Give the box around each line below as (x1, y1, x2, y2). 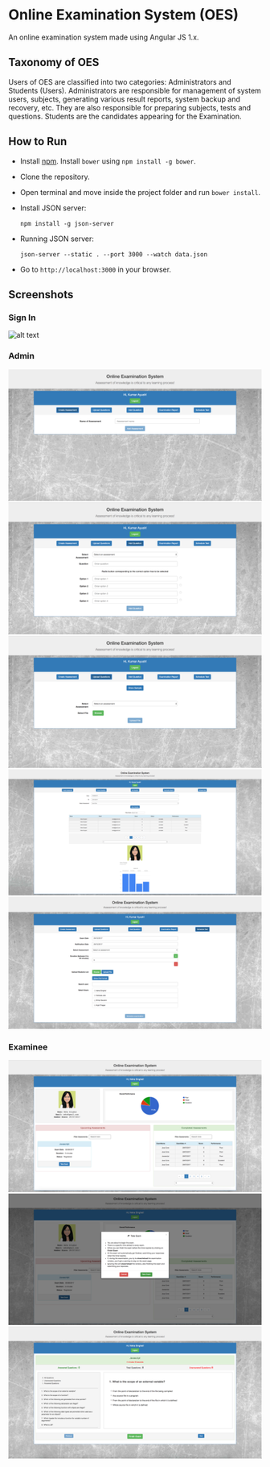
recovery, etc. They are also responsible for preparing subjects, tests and (8, 102, 252, 112)
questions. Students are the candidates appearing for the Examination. (8, 111, 243, 121)
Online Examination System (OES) (8, 6, 239, 24)
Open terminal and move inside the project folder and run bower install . (19, 187, 261, 197)
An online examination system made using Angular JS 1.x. (8, 32, 199, 42)
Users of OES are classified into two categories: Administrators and (8, 77, 231, 86)
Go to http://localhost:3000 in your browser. (19, 264, 171, 274)
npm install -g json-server (19, 219, 114, 227)
